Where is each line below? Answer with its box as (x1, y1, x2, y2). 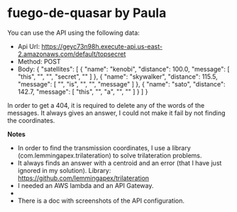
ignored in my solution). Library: (17, 166, 111, 174)
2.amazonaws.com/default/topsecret (17, 50, 126, 58)
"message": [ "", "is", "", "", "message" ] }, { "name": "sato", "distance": (17, 79, 226, 88)
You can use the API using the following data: (7, 28, 140, 37)
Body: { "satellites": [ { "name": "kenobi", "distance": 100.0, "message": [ (17, 65, 230, 73)
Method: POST (17, 57, 61, 65)
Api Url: (17, 42, 40, 50)
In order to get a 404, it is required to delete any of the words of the (7, 101, 205, 109)
